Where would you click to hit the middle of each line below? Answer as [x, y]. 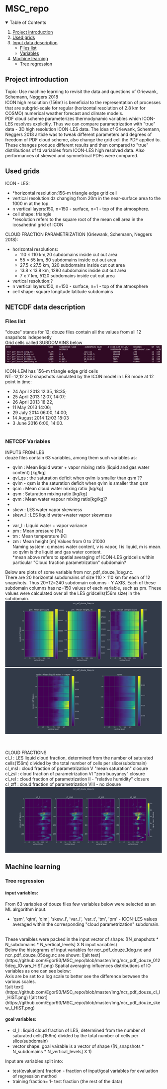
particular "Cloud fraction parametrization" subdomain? [69, 562]
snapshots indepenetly [29, 337]
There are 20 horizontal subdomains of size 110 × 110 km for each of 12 [78, 577]
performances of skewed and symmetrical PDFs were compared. [72, 155]
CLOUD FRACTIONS [26, 753]
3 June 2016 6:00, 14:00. [38, 423]
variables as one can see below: [38, 971]
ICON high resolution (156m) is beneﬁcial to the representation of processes [83, 102]
